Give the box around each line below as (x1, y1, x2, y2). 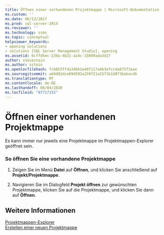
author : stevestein (5, 58, 45, 63)
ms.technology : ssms (5, 30, 48, 35)
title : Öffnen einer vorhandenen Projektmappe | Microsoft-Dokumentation (5, 7, 160, 12)
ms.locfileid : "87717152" (5, 90, 58, 95)
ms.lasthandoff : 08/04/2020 (5, 85, 63, 90)
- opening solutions (5, 44, 48, 49)
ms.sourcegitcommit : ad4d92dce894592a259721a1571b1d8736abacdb (5, 72, 137, 77)
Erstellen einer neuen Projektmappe (5, 225, 78, 231)
